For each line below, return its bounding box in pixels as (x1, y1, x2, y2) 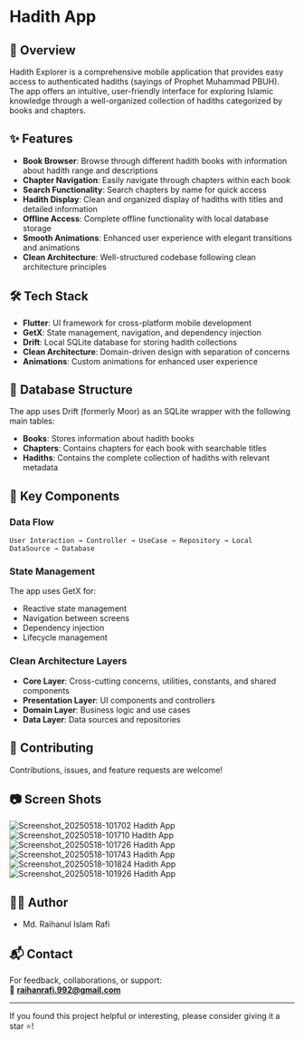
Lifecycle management (22, 632, 109, 643)
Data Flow (9, 515, 54, 528)
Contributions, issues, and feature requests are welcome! (9, 764, 223, 775)
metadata (22, 462, 59, 473)
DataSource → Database (9, 544, 95, 554)
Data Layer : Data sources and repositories (22, 714, 181, 724)
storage (22, 222, 52, 233)
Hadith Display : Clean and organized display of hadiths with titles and (22, 193, 283, 205)
